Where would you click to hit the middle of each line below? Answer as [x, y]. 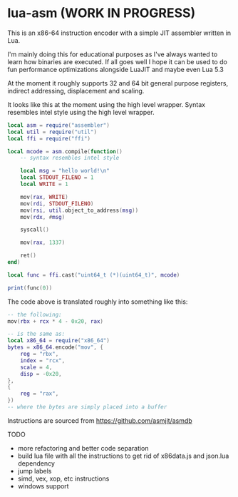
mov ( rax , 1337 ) [43, 243]
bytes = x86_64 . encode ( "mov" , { [55, 347]
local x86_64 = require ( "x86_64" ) [59, 341]
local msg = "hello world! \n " [65, 171]
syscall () [35, 230]
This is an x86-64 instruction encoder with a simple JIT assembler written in [119, 33]
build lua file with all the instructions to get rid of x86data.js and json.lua [123, 456]
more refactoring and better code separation [83, 448]
